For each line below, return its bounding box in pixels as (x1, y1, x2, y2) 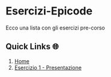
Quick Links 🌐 (5, 42, 59, 52)
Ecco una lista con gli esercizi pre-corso (5, 24, 106, 31)
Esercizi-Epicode (5, 4, 93, 18)
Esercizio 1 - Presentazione (14, 64, 82, 71)
